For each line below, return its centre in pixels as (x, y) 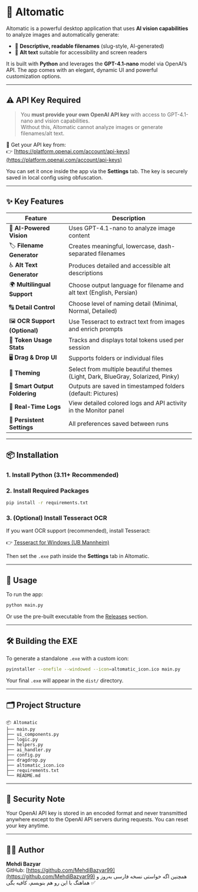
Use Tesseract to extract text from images (127, 322)
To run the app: (25, 594)
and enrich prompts (96, 329)
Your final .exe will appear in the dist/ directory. (65, 680)
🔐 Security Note (36, 799)
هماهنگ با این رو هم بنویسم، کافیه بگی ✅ (51, 883)
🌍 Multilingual (30, 284)
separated (83, 254)
